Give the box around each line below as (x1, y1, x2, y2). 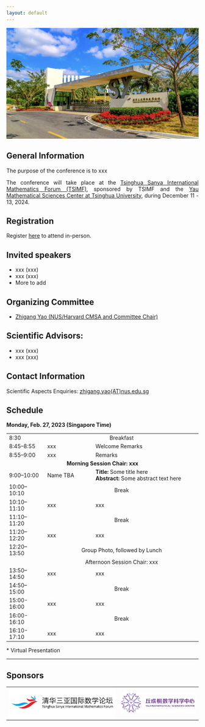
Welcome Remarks (95, 443, 143, 450)
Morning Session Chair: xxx (67, 459, 138, 467)
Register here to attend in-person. (6, 232, 92, 240)
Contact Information (6, 371, 85, 382)
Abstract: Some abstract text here (95, 474, 182, 482)
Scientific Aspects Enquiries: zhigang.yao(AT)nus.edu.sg (6, 387, 149, 394)
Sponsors (6, 670, 44, 681)
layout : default (6, 10, 48, 16)
